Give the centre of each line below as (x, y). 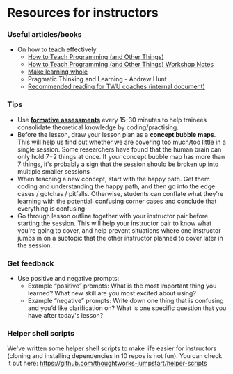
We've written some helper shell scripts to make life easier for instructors (112, 348)
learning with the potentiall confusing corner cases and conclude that (117, 201)
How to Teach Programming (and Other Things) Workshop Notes (121, 65)
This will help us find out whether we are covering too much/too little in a (121, 142)
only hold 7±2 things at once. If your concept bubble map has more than (121, 156)
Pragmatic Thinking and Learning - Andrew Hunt (97, 79)
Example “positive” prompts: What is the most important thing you (122, 286)
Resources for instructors (83, 13)
